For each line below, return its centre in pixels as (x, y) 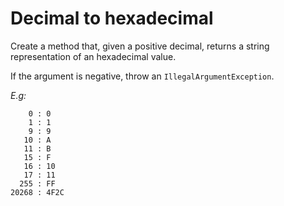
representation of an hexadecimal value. (93, 56)
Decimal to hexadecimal (112, 18)
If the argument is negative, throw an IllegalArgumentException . (142, 76)
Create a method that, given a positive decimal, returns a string (140, 46)
